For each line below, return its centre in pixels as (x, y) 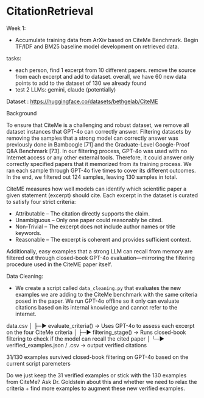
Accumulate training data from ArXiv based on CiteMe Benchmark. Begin (107, 40)
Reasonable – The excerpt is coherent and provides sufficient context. (103, 239)
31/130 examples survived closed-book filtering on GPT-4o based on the (97, 357)
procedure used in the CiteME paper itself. (59, 264)
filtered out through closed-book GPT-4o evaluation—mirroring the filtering (100, 258)
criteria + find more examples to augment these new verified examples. (96, 388)
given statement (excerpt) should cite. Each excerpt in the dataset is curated (102, 195)
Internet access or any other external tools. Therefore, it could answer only (100, 157)
